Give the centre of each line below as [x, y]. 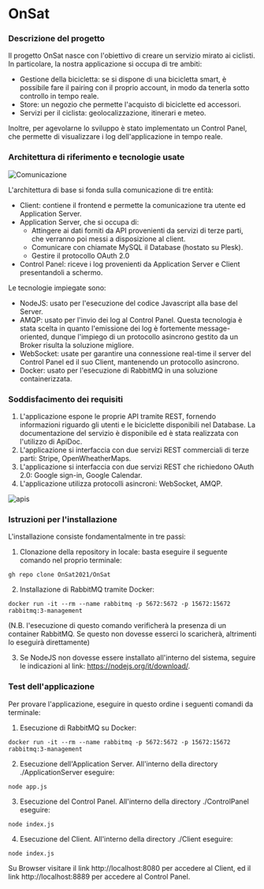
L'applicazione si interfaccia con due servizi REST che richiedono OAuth [137, 467]
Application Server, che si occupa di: [79, 221]
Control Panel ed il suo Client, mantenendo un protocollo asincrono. [129, 361]
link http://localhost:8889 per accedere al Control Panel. [99, 876]
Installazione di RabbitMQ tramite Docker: [87, 589]
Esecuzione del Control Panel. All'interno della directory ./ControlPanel [134, 801]
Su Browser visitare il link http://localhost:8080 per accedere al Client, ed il [130, 868]
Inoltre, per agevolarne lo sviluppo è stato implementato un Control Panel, [128, 128]
